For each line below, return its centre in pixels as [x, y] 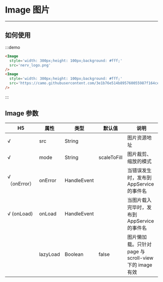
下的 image [140, 265]
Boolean [74, 254]
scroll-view [140, 258]
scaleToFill [111, 157]
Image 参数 [22, 114]
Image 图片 [27, 10]
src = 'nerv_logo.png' [30, 65]
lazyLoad [49, 254]
